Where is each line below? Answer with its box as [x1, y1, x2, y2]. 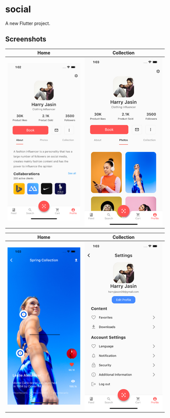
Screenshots [5, 35, 47, 44]
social [5, 4, 31, 15]
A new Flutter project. [5, 20, 51, 26]
